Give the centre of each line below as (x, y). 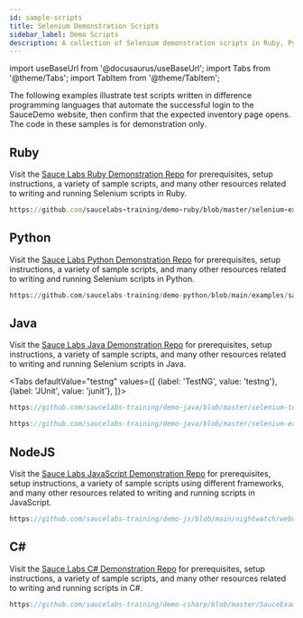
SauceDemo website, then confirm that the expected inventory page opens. (150, 114)
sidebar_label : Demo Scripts (64, 34)
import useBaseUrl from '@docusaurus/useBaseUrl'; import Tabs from (140, 68)
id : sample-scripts (46, 18)
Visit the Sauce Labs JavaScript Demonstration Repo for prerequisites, (140, 473)
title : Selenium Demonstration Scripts (84, 26)
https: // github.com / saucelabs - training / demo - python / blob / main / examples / (149, 295)
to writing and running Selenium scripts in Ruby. (98, 194)
